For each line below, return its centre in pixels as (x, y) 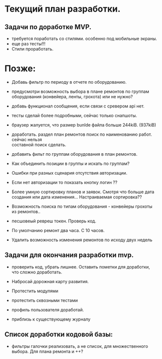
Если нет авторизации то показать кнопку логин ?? (64, 182)
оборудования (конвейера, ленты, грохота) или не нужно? (72, 96)
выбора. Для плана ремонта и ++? (47, 351)
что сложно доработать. (37, 272)
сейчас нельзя (27, 139)
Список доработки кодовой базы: (59, 334)
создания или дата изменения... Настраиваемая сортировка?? (77, 197)
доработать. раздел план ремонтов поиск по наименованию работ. (82, 134)
